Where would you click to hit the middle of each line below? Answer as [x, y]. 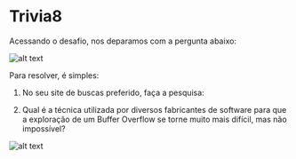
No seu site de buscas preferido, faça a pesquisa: [113, 92]
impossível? [44, 128]
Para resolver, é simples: [54, 75]
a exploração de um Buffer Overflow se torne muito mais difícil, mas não [154, 119]
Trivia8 [36, 16]
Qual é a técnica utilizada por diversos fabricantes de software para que [154, 109]
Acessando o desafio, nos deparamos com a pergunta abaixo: [123, 41]
